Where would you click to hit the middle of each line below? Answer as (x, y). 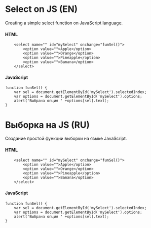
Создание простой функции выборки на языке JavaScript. (66, 139)
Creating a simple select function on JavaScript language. (64, 23)
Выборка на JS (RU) (47, 125)
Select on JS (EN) (41, 9)
